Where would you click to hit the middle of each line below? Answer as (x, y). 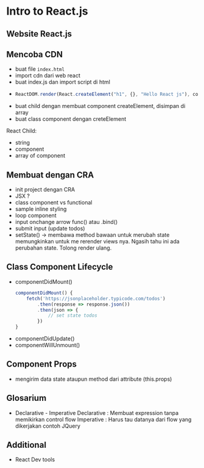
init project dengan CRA (45, 190)
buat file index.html (40, 69)
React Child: (22, 131)
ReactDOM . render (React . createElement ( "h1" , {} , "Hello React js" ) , (103, 95)
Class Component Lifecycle (60, 267)
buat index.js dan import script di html (63, 82)
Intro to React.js (47, 11)
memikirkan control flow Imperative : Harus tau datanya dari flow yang (103, 419)
